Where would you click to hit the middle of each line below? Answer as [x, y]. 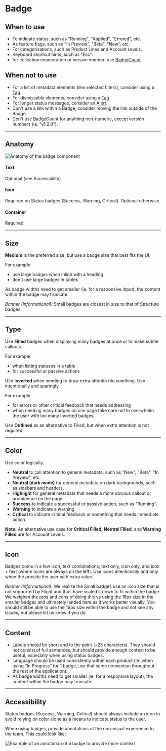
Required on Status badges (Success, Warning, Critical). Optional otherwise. [83, 201]
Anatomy [20, 144]
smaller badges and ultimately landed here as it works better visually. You [80, 602]
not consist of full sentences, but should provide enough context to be [84, 650]
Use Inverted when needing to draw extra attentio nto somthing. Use [75, 380]
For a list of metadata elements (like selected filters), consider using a [83, 87]
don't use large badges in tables [45, 280]
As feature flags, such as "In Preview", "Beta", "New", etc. [71, 44]
